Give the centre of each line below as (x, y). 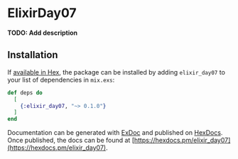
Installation (33, 55)
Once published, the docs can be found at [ (71, 141)
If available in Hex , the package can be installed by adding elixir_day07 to (117, 72)
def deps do (25, 93)
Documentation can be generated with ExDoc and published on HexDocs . (115, 133)
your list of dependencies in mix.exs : (61, 79)
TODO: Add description (43, 33)
